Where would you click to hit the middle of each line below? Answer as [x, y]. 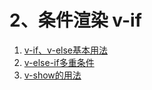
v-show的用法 [52, 75]
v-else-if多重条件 [59, 62]
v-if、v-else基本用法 [65, 50]
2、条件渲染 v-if [75, 20]
